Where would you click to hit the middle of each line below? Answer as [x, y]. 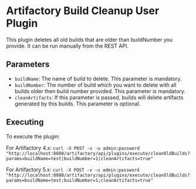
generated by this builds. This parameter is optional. [77, 104]
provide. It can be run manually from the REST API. [67, 46]
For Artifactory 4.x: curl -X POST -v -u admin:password [73, 148]
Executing [25, 122]
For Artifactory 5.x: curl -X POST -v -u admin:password [73, 170]
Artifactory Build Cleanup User [83, 11]
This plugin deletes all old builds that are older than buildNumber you [89, 39]
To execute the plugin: [33, 136]
